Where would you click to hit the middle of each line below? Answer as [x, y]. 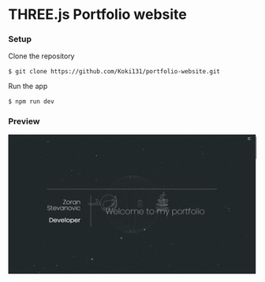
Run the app [28, 86]
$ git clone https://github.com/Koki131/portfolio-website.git [114, 72]
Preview [24, 121]
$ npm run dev [32, 102]
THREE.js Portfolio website [98, 15]
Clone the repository [41, 56]
